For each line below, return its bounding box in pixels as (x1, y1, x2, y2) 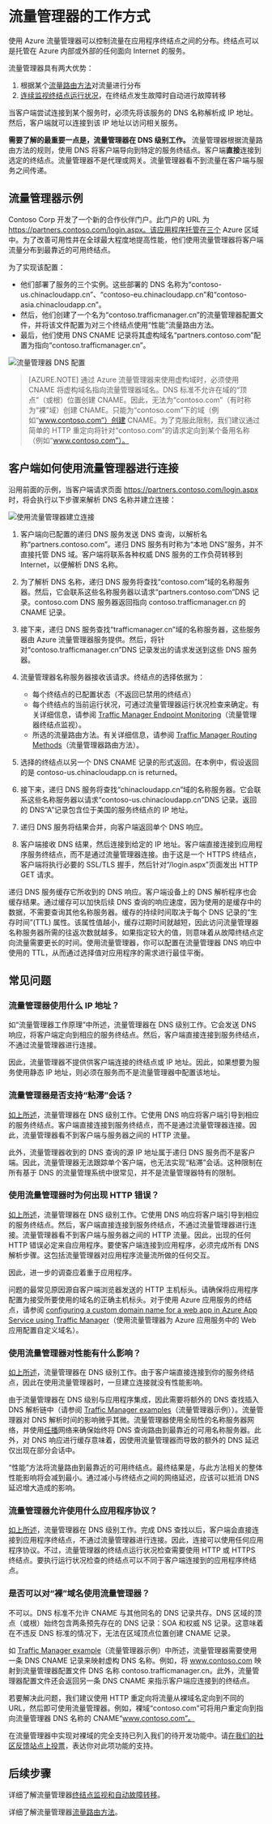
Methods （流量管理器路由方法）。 (32, 739, 144, 750)
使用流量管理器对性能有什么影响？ (8, 1347, 142, 1359)
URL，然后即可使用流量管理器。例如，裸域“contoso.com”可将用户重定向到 (8, 1703, 257, 1713)
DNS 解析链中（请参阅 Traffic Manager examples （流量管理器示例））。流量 (8, 1405, 257, 1415)
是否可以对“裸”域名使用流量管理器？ (8, 1588, 151, 1599)
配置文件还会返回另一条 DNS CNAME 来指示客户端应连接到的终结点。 (22, 1676, 254, 1685)
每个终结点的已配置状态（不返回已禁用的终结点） (32, 689, 196, 699)
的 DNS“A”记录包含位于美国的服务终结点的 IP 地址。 (19, 804, 193, 815)
